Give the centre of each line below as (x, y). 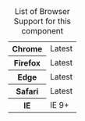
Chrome (27, 49)
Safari (27, 91)
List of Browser (42, 11)
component (42, 31)
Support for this (42, 21)
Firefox (27, 63)
